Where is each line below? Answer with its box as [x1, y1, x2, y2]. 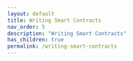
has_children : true [7, 36, 64, 43]
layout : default [7, 10, 55, 18]
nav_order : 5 [7, 23, 45, 30]
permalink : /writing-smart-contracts [7, 43, 118, 50]
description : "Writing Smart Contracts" [7, 29, 127, 37]
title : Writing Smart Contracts [7, 17, 101, 24]
